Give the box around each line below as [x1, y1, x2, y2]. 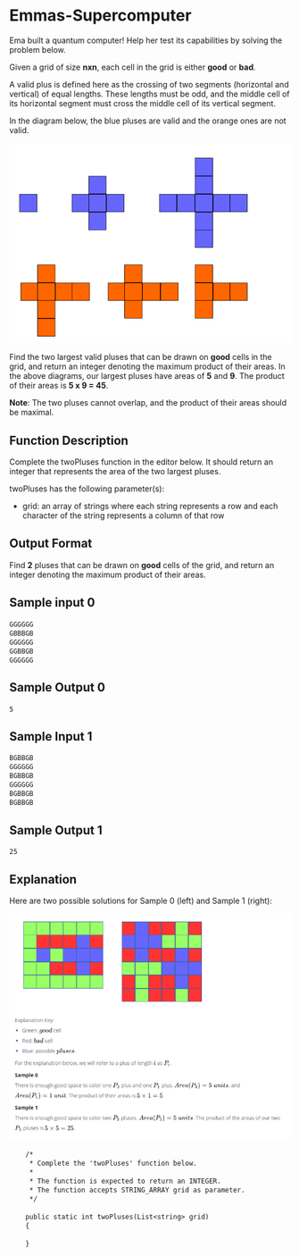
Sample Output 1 [9, 823, 103, 838]
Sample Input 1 [9, 729, 93, 744]
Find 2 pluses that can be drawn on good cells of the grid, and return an [9, 559, 275, 570]
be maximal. [9, 407, 54, 418]
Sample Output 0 [9, 680, 105, 695]
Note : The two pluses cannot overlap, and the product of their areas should [9, 398, 287, 408]
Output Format [9, 536, 93, 551]
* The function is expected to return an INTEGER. [29, 1176, 221, 1185]
